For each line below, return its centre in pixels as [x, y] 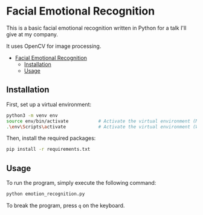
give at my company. [32, 34]
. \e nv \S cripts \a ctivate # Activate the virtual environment [98, 127]
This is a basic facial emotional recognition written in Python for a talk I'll [96, 28]
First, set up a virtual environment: [49, 104]
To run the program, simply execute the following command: [81, 183]
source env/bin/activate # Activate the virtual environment [98, 121]
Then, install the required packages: [51, 138]
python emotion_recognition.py [46, 194]
